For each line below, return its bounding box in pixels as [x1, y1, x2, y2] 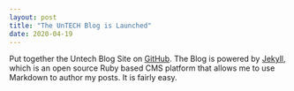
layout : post [9, 12, 57, 22]
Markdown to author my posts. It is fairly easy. [9, 72, 178, 83]
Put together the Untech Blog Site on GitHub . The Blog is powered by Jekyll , [9, 54, 286, 64]
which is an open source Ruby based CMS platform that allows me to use [9, 63, 275, 73]
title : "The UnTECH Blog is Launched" [9, 21, 152, 30]
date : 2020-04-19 [9, 29, 73, 38]
